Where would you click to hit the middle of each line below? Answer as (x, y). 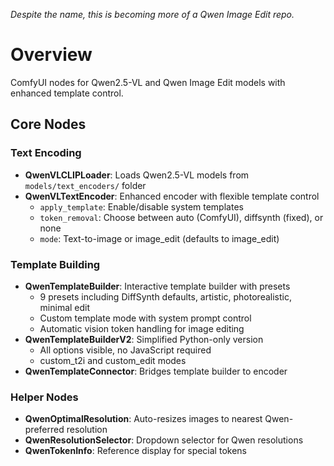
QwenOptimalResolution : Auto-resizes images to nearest (143, 419)
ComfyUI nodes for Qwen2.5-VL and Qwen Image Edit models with (148, 82)
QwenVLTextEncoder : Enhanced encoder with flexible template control (172, 196)
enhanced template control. (67, 93)
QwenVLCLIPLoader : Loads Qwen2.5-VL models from (137, 175)
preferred (44, 430)
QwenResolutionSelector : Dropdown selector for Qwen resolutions (164, 440)
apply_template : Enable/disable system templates (141, 206)
